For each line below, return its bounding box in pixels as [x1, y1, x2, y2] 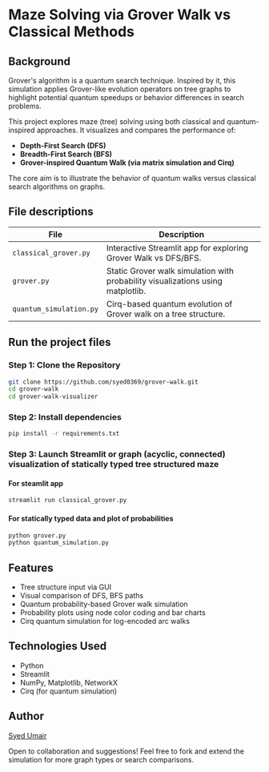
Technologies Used [8, 639, 106, 653]
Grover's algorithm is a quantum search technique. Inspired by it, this [8, 76, 236, 85]
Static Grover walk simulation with [106, 265, 235, 276]
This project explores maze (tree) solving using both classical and [8, 117, 226, 126]
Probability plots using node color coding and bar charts [19, 608, 206, 617]
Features [8, 561, 54, 574]
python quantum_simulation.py [8, 539, 110, 547]
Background [8, 54, 70, 68]
